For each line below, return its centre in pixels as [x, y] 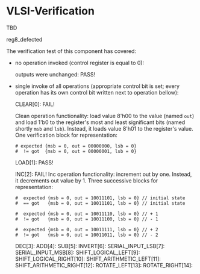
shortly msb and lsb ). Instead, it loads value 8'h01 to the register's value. [104, 128]
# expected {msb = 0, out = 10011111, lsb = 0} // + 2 [86, 229]
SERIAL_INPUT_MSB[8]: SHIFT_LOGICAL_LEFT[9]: [77, 252]
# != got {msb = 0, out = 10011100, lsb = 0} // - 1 [86, 219]
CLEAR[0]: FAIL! [35, 104]
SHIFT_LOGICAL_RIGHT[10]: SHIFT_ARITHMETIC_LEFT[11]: [88, 259]
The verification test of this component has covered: [71, 51]
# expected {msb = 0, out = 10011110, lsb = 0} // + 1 [86, 214]
